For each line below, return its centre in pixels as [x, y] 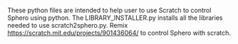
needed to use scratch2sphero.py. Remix [68, 25]
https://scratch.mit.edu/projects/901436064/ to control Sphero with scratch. [119, 33]
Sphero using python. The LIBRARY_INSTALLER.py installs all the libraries [115, 18]
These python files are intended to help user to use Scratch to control [109, 10]
